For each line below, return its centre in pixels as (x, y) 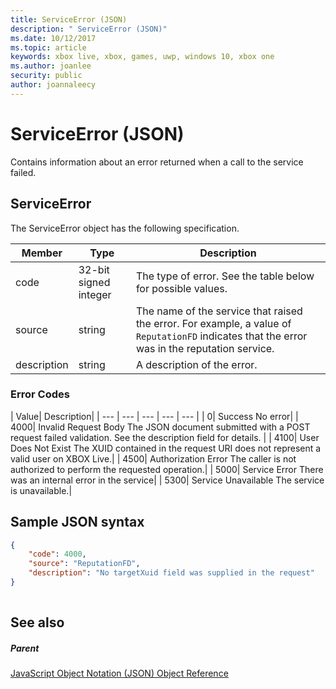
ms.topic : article (48, 47)
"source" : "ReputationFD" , (84, 564)
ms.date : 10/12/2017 (53, 38)
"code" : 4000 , (57, 554)
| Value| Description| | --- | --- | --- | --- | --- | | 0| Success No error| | (154, 416)
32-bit (94, 269)
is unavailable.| (41, 490)
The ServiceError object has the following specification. (125, 228)
